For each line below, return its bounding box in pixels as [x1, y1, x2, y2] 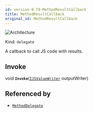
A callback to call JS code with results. [5, 48, 83, 54]
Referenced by [5, 90, 51, 98]
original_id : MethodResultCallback [5, 16, 78, 21]
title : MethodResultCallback [5, 12, 65, 17]
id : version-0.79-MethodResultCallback [5, 7, 87, 12]
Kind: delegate [5, 39, 35, 45]
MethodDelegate [12, 103, 44, 108]
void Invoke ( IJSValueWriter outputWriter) [5, 75, 89, 81]
